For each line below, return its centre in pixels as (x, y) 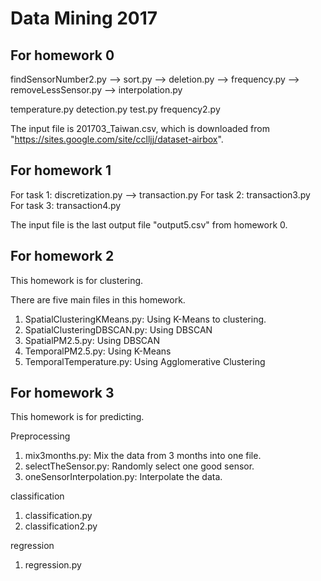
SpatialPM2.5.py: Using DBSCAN (92, 340)
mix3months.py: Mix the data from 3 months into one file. (143, 456)
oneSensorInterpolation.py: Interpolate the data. (123, 477)
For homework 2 (62, 256)
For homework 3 (62, 393)
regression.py (53, 565)
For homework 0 (62, 55)
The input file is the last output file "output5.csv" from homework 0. (149, 224)
